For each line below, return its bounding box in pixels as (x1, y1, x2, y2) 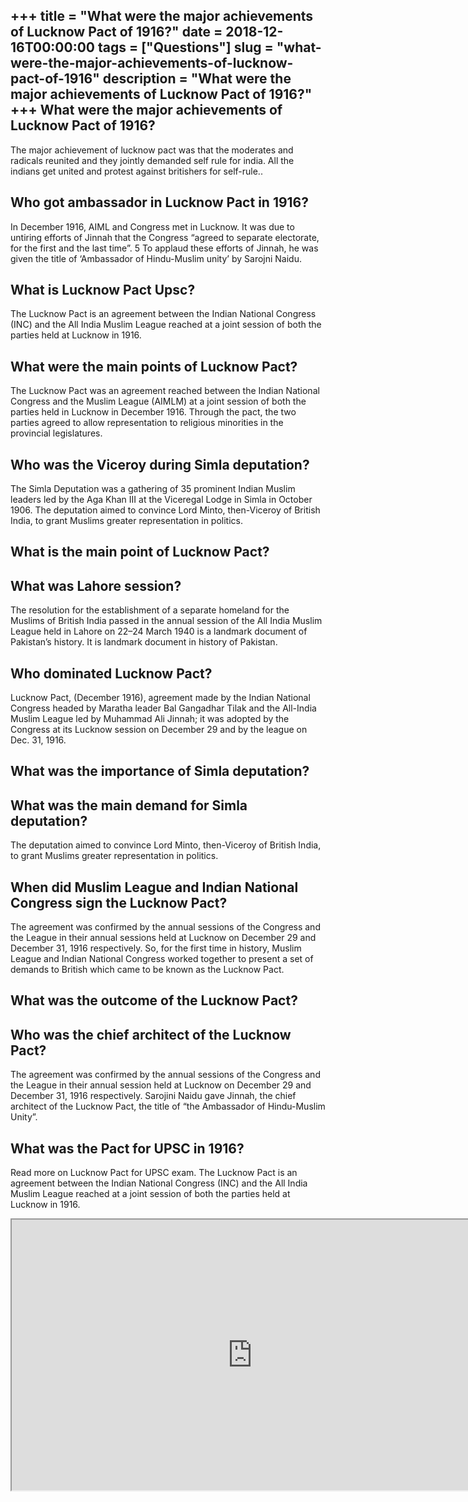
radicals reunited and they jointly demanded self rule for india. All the (10, 154, 295, 166)
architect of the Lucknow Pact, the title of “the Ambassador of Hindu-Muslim (10, 1100, 326, 1113)
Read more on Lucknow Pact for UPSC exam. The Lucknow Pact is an (10, 1167, 298, 1179)
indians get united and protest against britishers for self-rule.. (10, 165, 263, 177)
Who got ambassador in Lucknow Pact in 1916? (10, 194, 310, 211)
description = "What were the (102, 70, 292, 88)
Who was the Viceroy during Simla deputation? (10, 456, 310, 473)
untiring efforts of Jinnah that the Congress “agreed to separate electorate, (10, 231, 320, 243)
